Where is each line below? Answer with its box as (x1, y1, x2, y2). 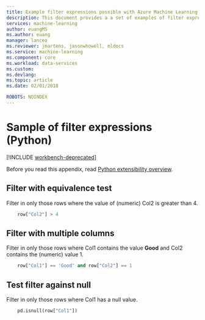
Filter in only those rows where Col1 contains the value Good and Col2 (6, 244, 183, 251)
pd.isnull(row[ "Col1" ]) (17, 308, 78, 314)
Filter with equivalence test (6, 183, 112, 193)
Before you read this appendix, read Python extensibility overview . (6, 165, 173, 173)
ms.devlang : (6, 72, 37, 78)
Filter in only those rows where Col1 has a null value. (6, 296, 138, 303)
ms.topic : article (6, 77, 53, 83)
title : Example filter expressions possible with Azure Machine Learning (6, 9, 198, 15)
